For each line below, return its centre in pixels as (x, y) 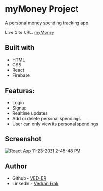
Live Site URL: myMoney (30, 32)
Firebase (21, 75)
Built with (20, 48)
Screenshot (23, 139)
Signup (19, 108)
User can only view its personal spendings (55, 124)
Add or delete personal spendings (46, 118)
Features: (20, 91)
